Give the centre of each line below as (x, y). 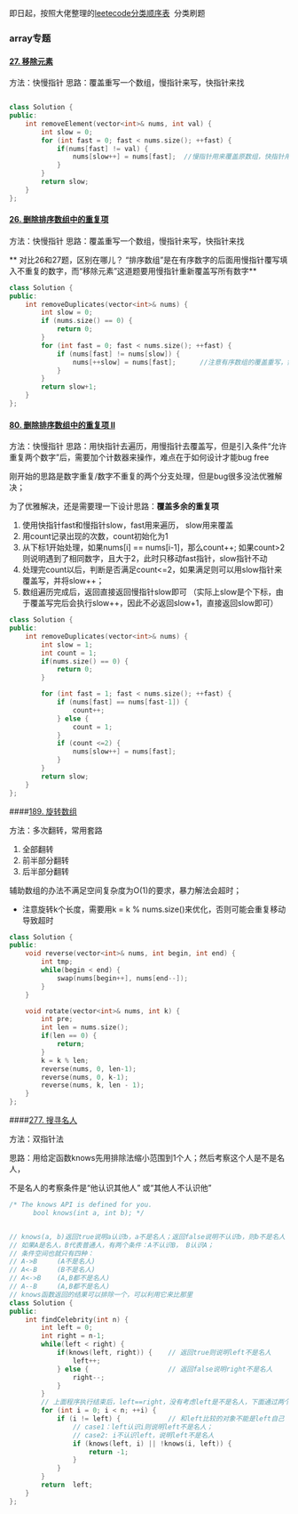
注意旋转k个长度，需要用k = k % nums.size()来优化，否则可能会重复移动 (154, 909)
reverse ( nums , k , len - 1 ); (93, 1085)
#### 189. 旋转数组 (43, 811)
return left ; (67, 1485)
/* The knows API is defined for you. (81, 1205)
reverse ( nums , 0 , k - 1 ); (85, 1077)
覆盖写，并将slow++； (63, 581)
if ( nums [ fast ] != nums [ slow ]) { (118, 354)
